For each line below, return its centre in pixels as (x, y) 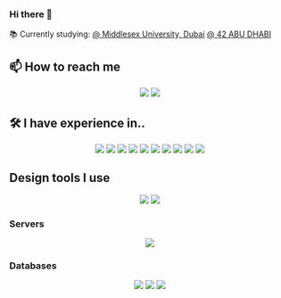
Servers (27, 224)
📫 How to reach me (65, 66)
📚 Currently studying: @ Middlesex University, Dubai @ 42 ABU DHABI (140, 34)
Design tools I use (60, 178)
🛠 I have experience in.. (77, 123)
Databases (33, 265)
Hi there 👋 (31, 14)
